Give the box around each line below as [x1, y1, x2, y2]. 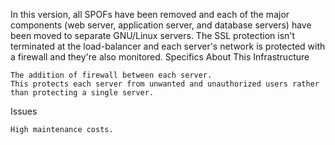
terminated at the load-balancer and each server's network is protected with [10, 40, 326, 52]
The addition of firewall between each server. [10, 70, 213, 80]
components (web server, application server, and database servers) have [10, 19, 312, 31]
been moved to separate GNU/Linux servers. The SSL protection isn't [10, 30, 296, 41]
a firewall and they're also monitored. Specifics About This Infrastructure [10, 51, 310, 63]
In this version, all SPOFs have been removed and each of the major [10, 9, 290, 20]
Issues [10, 105, 38, 117]
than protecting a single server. [10, 88, 155, 98]
